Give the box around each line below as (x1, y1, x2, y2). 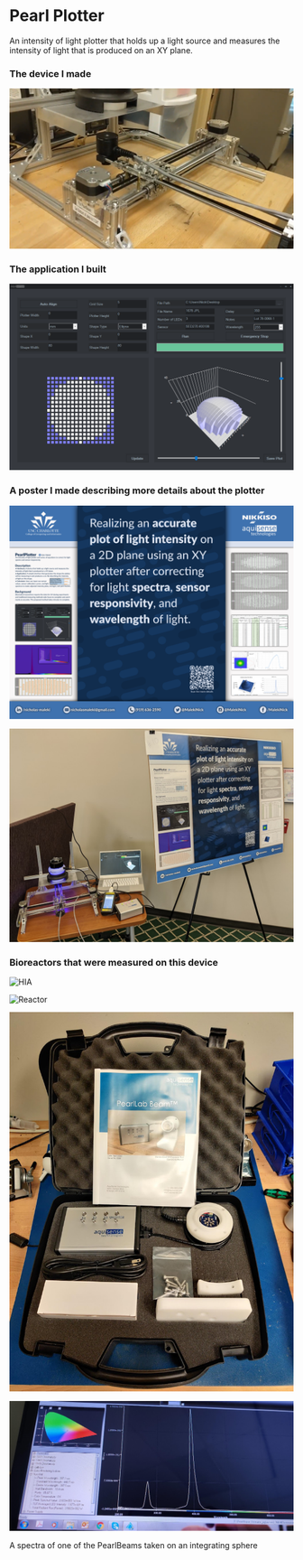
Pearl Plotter (9, 5, 106, 26)
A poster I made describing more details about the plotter (9, 484, 265, 497)
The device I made (9, 67, 92, 79)
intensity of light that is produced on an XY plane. (9, 44, 194, 55)
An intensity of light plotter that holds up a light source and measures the (9, 35, 280, 46)
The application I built (9, 263, 106, 276)
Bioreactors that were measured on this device (9, 956, 219, 968)
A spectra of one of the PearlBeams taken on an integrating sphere (9, 1539, 259, 1550)
